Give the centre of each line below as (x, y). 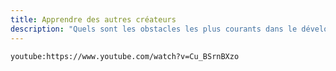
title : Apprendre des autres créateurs (93, 19)
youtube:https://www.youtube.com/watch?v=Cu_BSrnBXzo (125, 56)
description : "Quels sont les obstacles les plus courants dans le (154, 29)
